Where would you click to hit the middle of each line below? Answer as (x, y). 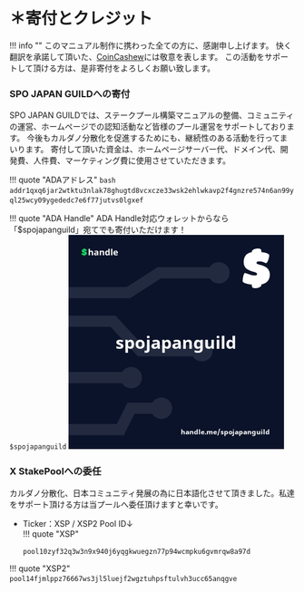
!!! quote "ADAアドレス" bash (63, 180)
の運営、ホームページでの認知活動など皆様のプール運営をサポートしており (148, 127)
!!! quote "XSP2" (40, 568)
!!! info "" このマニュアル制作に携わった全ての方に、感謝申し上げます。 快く (151, 45)
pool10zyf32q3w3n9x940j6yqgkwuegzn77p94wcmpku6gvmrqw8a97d (137, 551)
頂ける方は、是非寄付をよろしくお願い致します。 (124, 68)
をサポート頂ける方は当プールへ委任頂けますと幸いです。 (117, 504)
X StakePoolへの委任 (55, 471)
